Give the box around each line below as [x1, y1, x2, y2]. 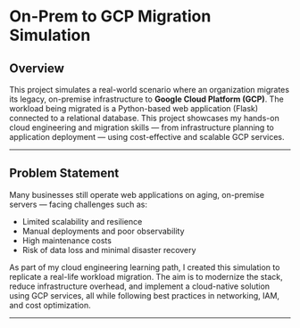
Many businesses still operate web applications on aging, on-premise [9, 189, 265, 200]
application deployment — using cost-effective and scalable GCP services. [9, 132, 285, 142]
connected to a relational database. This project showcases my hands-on [9, 113, 279, 123]
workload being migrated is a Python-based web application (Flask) [9, 103, 259, 113]
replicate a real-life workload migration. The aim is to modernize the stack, [9, 271, 283, 282]
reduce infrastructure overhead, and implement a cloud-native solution [9, 281, 271, 291]
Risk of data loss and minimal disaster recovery [21, 244, 196, 255]
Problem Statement [9, 166, 120, 181]
